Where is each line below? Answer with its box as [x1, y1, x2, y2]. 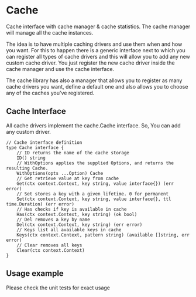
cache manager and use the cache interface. [6, 65, 115, 72]
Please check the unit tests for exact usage [6, 284, 110, 291]
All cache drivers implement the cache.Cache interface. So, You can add [6, 122, 181, 129]
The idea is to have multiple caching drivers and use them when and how [6, 41, 183, 48]
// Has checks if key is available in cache [16, 206, 127, 212]
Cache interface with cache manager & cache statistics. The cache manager [6, 23, 191, 30]
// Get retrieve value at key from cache [16, 176, 119, 181]
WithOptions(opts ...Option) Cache [16, 170, 104, 176]
